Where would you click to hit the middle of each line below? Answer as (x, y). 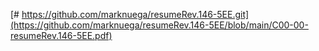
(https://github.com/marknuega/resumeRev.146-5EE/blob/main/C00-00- (159, 25)
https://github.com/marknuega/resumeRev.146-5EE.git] (135, 14)
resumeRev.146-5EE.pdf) (61, 35)
